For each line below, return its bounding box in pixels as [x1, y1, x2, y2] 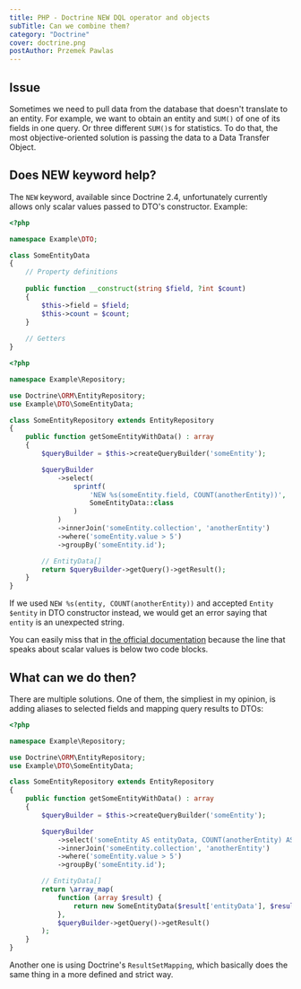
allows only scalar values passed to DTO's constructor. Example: [9, 201, 248, 212]
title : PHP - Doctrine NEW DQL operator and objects [9, 13, 211, 22]
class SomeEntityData [9, 250, 90, 260]
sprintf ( [73, 482, 106, 491]
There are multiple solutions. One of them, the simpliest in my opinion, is [9, 693, 276, 705]
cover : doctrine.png [9, 38, 87, 48]
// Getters [25, 334, 66, 344]
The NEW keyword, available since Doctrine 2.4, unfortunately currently [9, 191, 268, 202]
